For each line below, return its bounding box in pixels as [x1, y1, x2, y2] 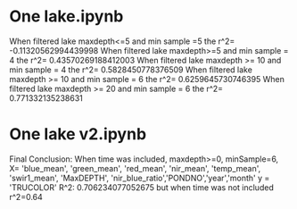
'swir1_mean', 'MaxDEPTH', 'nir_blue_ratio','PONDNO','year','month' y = [9, 172, 270, 183]
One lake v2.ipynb [9, 124, 147, 145]
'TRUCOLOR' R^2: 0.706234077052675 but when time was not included [9, 181, 274, 193]
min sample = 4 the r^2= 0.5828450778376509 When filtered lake [9, 64, 252, 75]
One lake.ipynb [9, 6, 124, 27]
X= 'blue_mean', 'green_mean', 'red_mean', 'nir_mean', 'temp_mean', [9, 163, 261, 173]
